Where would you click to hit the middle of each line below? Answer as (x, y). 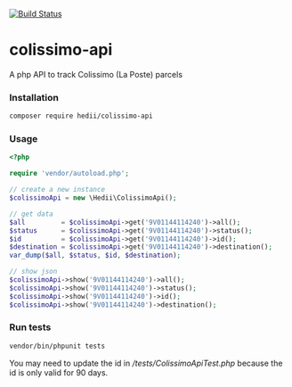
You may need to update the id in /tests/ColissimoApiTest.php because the (146, 363)
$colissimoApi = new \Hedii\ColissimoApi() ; (93, 198)
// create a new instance (57, 190)
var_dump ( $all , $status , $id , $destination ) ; (95, 255)
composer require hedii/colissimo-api (81, 116)
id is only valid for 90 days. (59, 372)
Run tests (30, 327)
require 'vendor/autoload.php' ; (69, 174)
